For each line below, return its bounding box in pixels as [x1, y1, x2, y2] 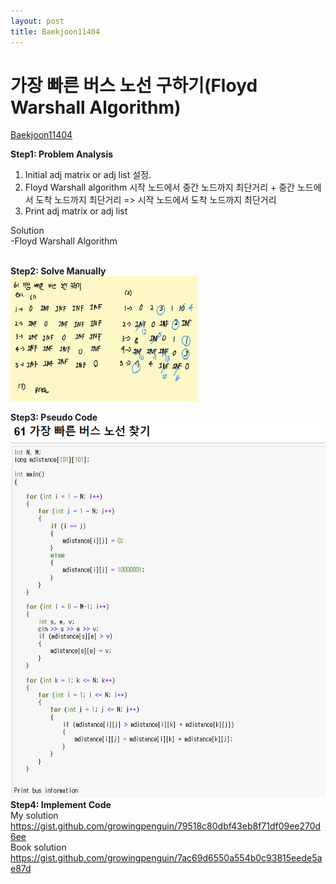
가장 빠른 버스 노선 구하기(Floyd [10, 74, 258, 97]
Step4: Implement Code [10, 799, 112, 811]
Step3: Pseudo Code [10, 411, 98, 424]
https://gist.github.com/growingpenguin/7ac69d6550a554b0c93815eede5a [10, 852, 323, 864]
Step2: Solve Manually [10, 265, 107, 277]
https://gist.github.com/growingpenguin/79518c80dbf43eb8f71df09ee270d [10, 820, 322, 832]
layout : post [10, 16, 65, 26]
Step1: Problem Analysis [10, 148, 114, 160]
